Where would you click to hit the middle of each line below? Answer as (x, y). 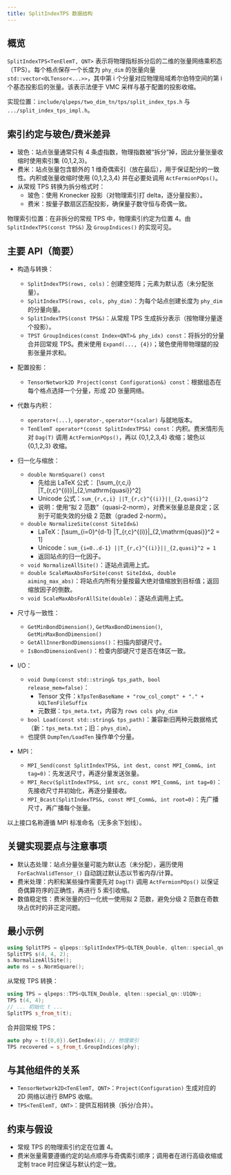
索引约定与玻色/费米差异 (59, 134)
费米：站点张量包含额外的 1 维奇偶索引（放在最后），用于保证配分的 (112, 169)
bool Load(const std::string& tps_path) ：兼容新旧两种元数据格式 (122, 719)
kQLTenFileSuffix (62, 703)
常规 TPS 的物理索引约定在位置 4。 (67, 1147)
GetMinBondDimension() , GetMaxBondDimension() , (95, 627)
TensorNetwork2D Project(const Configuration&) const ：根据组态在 (124, 382)
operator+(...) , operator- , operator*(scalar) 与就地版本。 (112, 420)
